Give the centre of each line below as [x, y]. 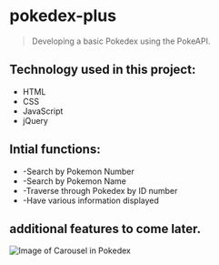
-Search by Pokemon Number [78, 171]
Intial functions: [55, 150]
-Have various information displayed [90, 200]
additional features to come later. [105, 229]
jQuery [35, 120]
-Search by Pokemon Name [75, 181]
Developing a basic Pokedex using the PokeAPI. [121, 41]
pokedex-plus [63, 16]
